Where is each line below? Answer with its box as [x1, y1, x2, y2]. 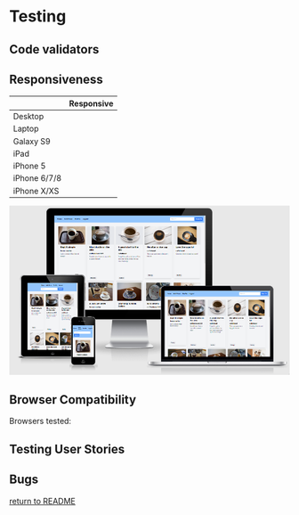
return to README [9, 495, 76, 506]
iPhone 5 [12, 160, 46, 171]
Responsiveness [9, 71, 104, 86]
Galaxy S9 [12, 135, 51, 146]
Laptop [12, 123, 39, 135]
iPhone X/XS [12, 185, 60, 196]
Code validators [9, 42, 100, 57]
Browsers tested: [9, 416, 72, 427]
